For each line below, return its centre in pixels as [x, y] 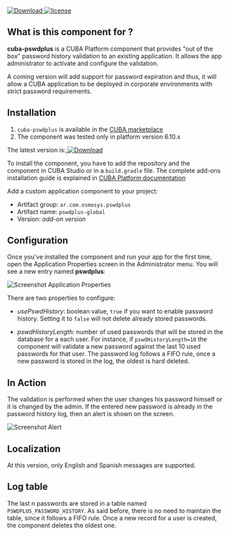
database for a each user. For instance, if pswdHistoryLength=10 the [112, 339]
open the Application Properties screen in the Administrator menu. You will [113, 264]
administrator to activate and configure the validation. [83, 63]
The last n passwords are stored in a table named [77, 503]
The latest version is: [37, 150]
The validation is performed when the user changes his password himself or [115, 399]
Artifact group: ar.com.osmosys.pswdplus [74, 204]
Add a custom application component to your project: [82, 191]
